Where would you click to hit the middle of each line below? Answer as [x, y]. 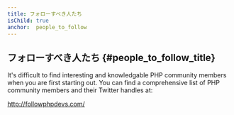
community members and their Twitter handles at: [80, 90]
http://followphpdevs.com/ [46, 104]
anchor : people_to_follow [47, 27]
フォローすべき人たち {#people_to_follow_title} [112, 57]
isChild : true [28, 21]
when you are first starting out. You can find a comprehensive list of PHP [113, 83]
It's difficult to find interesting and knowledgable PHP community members [117, 75]
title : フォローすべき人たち [45, 14]
